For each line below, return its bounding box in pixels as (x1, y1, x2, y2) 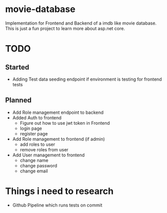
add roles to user (20, 141, 55, 147)
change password (20, 162, 58, 168)
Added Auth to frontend (12, 114, 62, 121)
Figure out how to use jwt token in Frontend (20, 120, 110, 126)
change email (20, 168, 48, 174)
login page (20, 125, 42, 131)
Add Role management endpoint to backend (12, 109, 104, 115)
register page (20, 130, 48, 136)
